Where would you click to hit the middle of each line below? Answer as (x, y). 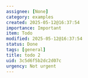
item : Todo (19, 33)
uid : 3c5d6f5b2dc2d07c (34, 60)
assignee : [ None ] (27, 11)
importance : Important (34, 28)
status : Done (22, 45)
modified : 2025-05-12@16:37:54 (44, 39)
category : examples (30, 17)
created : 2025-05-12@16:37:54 (43, 22)
